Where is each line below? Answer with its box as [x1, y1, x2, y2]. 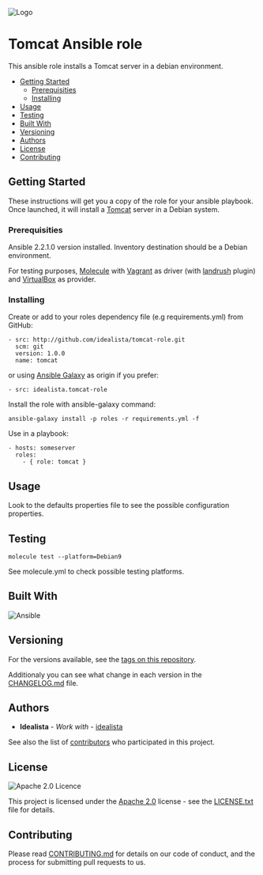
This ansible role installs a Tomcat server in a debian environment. [8, 61, 224, 70]
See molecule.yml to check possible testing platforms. [8, 566, 184, 576]
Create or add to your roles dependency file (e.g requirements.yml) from [8, 312, 243, 322]
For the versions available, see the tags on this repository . [8, 654, 196, 664]
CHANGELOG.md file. [8, 678, 79, 687]
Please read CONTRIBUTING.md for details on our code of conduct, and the [8, 849, 255, 858]
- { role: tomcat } [22, 458, 87, 466]
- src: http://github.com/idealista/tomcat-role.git [8, 336, 186, 344]
